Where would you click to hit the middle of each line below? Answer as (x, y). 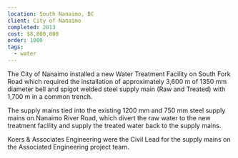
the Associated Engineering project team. (68, 147)
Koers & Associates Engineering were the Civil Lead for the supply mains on (119, 139)
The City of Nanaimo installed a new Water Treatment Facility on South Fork (119, 74)
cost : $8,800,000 (33, 34)
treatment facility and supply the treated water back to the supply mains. (114, 125)
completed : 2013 (31, 27)
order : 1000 (25, 41)
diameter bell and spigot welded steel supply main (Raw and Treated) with (116, 89)
